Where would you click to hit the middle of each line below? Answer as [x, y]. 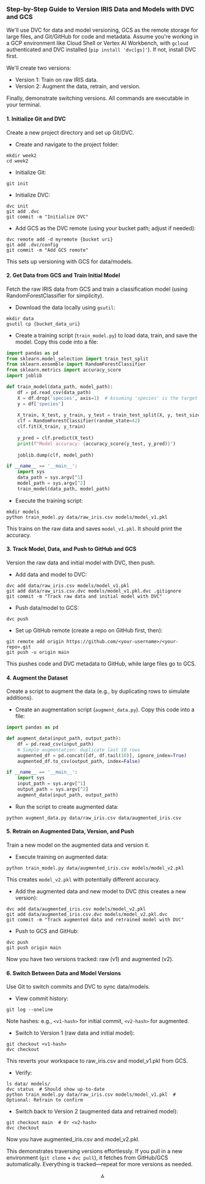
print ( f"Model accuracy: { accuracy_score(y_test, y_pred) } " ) [96, 444]
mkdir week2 [21, 155]
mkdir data [20, 318]
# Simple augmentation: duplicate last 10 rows [79, 750]
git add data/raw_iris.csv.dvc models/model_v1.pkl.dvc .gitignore [94, 591]
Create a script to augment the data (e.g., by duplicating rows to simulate [98, 691]
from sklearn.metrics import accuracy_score [64, 370]
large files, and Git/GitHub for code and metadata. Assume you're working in [103, 37]
